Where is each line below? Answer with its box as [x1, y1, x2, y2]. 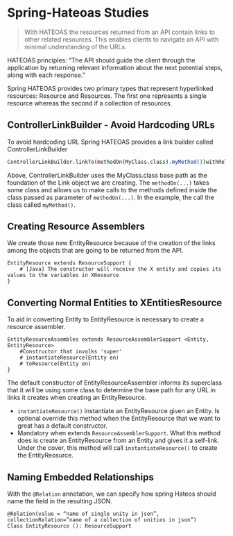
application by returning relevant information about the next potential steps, [7, 63, 223, 72]
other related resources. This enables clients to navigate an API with [24, 35, 219, 43]
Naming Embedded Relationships [7, 471, 155, 483]
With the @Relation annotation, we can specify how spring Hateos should [7, 489, 216, 498]
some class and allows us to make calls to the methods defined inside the [7, 185, 218, 194]
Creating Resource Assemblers [7, 221, 146, 233]
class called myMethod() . [7, 200, 76, 209]
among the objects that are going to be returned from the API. [7, 246, 184, 255]
